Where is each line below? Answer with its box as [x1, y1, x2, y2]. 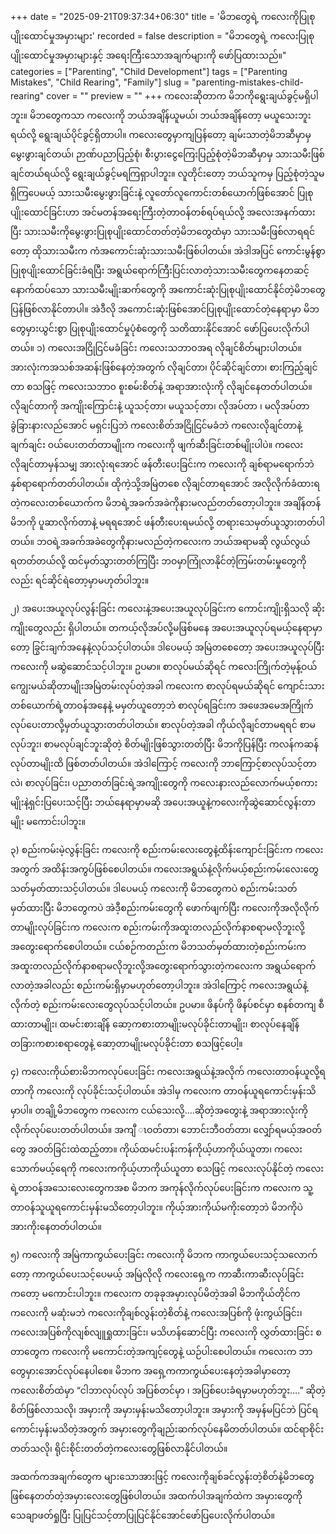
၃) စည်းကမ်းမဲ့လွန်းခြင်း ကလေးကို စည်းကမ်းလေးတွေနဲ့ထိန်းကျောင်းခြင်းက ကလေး [10, 844, 324, 855]
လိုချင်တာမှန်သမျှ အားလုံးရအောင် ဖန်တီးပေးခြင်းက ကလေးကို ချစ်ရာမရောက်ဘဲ [10, 458, 315, 470]
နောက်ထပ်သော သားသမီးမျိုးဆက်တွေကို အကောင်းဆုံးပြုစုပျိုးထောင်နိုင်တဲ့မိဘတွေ [10, 284, 326, 295]
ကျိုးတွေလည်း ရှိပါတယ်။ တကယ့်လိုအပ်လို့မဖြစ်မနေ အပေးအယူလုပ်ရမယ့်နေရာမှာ [10, 622, 323, 633]
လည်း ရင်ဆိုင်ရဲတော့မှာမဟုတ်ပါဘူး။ [10, 574, 150, 586]
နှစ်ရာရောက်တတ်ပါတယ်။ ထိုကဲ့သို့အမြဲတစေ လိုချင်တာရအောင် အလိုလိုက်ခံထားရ [10, 478, 320, 489]
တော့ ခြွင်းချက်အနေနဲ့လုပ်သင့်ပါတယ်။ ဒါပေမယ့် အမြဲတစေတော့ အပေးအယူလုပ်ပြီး [10, 641, 325, 653]
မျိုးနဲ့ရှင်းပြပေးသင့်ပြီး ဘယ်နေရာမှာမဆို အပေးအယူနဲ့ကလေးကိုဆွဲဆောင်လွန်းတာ [10, 796, 316, 808]
